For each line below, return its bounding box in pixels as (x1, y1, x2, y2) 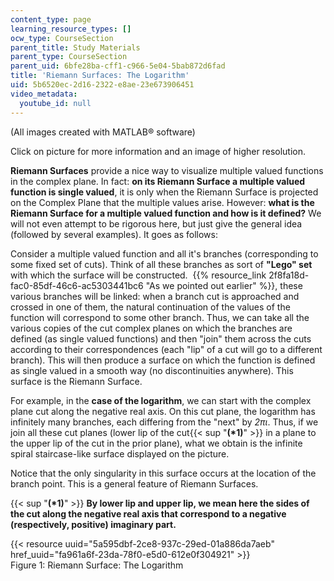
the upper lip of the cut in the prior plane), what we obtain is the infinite (10, 437, 303, 449)
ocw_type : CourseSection (10, 33, 114, 43)
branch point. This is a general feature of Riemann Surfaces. (10, 477, 259, 490)
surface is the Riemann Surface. (10, 375, 143, 387)
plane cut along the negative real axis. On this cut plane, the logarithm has (10, 405, 316, 417)
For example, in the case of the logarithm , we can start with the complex (10, 394, 312, 406)
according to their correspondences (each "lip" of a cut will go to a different (10, 343, 323, 355)
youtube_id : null (19, 98, 92, 108)
